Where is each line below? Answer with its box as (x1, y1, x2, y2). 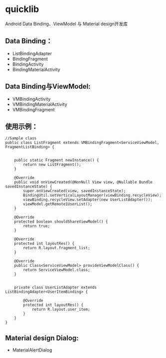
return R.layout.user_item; (31, 307, 91, 312)
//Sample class (5, 136, 37, 141)
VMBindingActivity (12, 96, 51, 102)
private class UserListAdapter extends (14, 285, 97, 290)
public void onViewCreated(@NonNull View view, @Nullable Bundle (14, 180, 153, 185)
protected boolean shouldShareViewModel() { (14, 219, 108, 224)
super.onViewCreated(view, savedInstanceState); (23, 189, 126, 194)
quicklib (5, 4, 39, 15)
